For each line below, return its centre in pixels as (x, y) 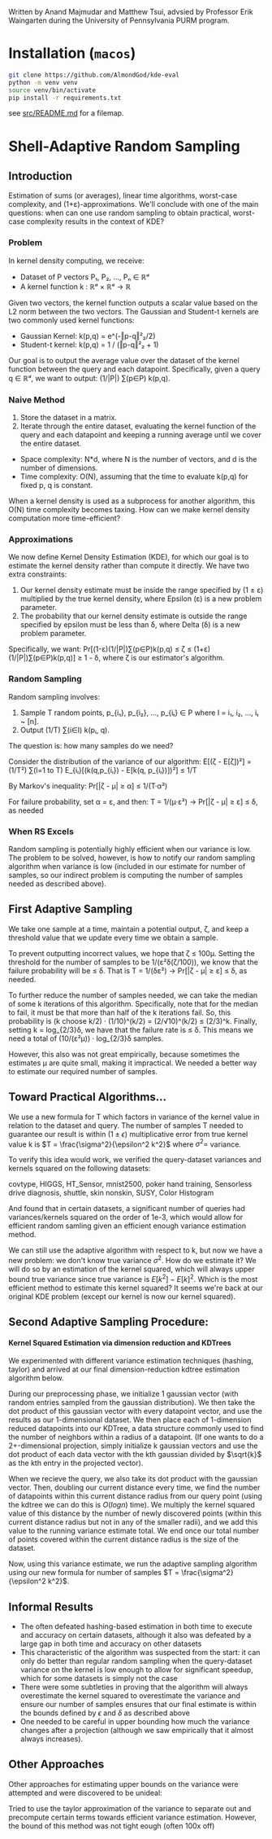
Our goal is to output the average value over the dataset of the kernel (124, 360)
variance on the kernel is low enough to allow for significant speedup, (136, 1670)
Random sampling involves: (54, 696)
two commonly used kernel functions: (72, 320)
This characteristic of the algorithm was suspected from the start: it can (140, 1652)
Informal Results (51, 1606)
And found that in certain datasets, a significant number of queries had (127, 1209)
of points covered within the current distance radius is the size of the (124, 1539)
